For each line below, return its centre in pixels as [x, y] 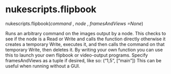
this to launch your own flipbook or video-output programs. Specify [77, 55]
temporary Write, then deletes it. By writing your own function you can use [84, 50]
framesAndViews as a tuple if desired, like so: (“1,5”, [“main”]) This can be [83, 60]
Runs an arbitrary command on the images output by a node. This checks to [86, 33]
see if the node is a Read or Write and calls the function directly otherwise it [85, 39]
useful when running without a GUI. [43, 66]
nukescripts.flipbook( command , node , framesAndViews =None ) [74, 23]
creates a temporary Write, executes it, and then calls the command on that [85, 44]
